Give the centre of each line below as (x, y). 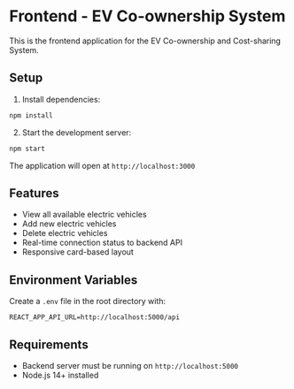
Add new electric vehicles (69, 224)
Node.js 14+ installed (60, 375)
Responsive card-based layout (78, 252)
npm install (31, 115)
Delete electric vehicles (65, 233)
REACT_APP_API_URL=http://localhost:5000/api (94, 317)
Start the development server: (77, 132)
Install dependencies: (61, 99)
